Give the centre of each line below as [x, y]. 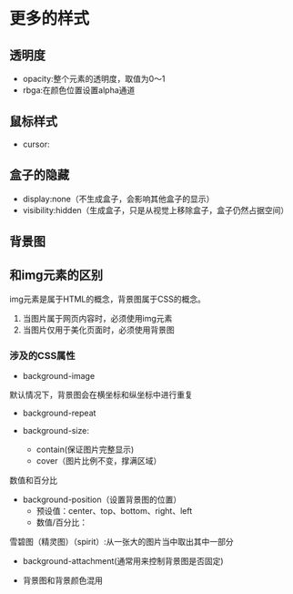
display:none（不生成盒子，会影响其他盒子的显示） [118, 199]
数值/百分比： [62, 522]
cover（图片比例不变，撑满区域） [99, 461]
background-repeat [59, 413]
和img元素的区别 [56, 276]
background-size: [56, 431]
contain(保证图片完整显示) [85, 450]
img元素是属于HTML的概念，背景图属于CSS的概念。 [108, 299]
